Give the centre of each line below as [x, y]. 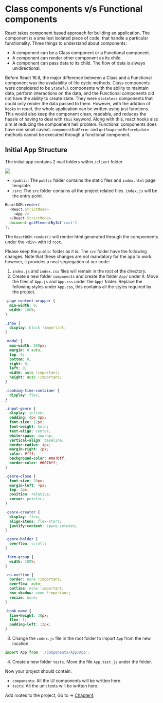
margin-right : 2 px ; [29, 449]
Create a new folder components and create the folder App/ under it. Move [85, 276]
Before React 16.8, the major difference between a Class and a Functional [79, 78]
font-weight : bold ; [29, 427]
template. [22, 185]
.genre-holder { [21, 539]
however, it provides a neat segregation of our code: [58, 262]
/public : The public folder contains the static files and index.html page [84, 180]
